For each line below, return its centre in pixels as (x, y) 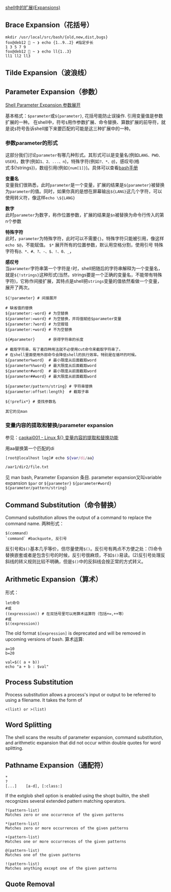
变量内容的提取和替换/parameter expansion (59, 426)
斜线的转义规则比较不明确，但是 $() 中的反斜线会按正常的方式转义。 (76, 562)
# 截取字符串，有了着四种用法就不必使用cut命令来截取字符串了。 (64, 350)
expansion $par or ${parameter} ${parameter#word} (59, 483)
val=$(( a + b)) (22, 662)
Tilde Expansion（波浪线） (48, 73)
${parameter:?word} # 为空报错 (37, 324)
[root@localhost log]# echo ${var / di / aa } (50, 458)
